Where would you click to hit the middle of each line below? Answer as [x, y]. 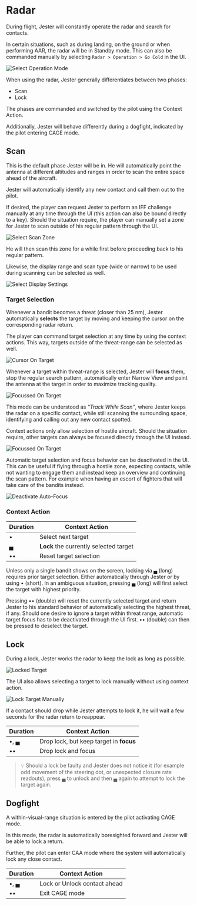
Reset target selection [70, 556]
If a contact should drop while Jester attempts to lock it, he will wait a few [95, 710]
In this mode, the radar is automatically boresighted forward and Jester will [97, 835]
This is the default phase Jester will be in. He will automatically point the [94, 165]
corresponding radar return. [40, 325]
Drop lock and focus [68, 751]
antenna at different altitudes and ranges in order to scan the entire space [96, 172]
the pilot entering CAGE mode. [43, 133]
